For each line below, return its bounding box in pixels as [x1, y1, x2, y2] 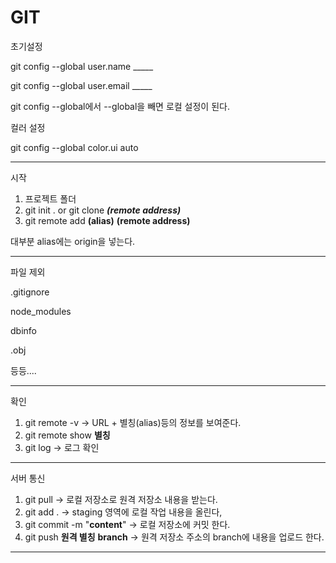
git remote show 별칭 [24, 429, 111, 441]
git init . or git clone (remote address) [24, 204, 182, 216]
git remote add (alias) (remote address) [24, 214, 191, 226]
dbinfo [10, 324, 37, 336]
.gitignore [10, 286, 50, 298]
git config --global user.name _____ [10, 60, 154, 72]
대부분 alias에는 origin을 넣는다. [10, 235, 136, 247]
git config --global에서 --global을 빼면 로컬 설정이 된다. [10, 100, 230, 112]
